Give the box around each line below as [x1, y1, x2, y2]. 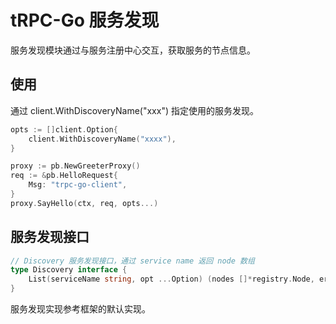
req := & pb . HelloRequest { [10, 171, 118, 181]
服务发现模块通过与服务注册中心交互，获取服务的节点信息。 [10, 44, 256, 56]
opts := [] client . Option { [10, 124, 118, 135]
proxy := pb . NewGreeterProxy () [10, 161, 141, 171]
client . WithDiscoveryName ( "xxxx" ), [28, 134, 177, 144]
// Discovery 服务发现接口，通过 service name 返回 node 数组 [10, 256, 255, 266]
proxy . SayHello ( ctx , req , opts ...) [10, 198, 159, 208]
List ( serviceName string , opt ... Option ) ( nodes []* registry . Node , [28, 274, 315, 285]
